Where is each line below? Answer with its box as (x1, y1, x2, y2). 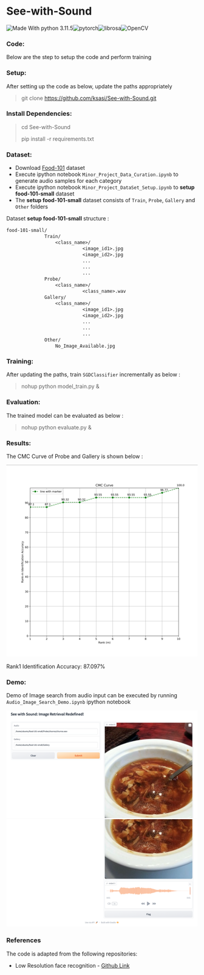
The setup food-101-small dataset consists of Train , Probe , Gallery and (15, 197, 195, 204)
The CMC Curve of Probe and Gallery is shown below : (6, 452, 143, 460)
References (6, 936, 41, 945)
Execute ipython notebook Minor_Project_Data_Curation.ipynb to (15, 171, 179, 178)
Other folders (15, 203, 49, 211)
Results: (6, 438, 32, 447)
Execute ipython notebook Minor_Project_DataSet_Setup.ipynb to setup (15, 184, 195, 191)
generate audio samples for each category (15, 177, 122, 185)
